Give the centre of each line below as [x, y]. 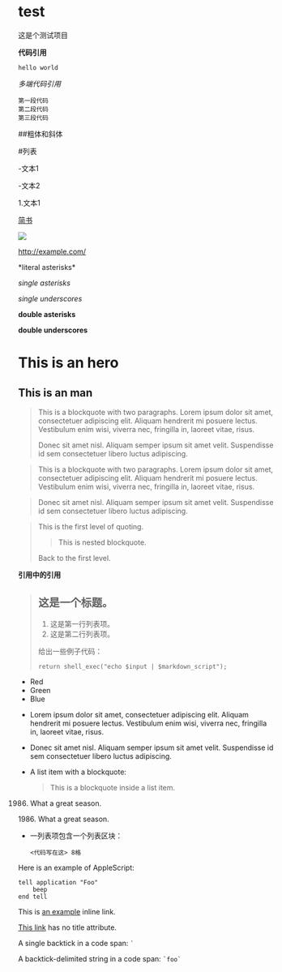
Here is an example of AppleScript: [77, 867]
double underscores [53, 330]
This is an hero [68, 363]
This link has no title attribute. [68, 927]
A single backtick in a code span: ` [76, 943]
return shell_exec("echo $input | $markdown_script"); [132, 666]
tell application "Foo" [58, 882]
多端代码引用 [39, 83]
